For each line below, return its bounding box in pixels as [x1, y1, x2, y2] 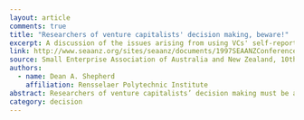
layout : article [9, 13, 71, 23]
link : [9, 47, 30, 56]
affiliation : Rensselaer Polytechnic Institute [25, 80, 208, 89]
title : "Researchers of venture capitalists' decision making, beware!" [9, 30, 290, 39]
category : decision [9, 97, 83, 106]
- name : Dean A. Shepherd [17, 72, 116, 81]
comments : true [9, 22, 67, 31]
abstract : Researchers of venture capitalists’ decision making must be [9, 88, 290, 97]
